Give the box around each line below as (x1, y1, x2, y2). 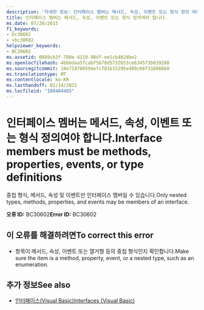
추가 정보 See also (6, 280, 71, 291)
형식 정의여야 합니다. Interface (18, 131, 163, 145)
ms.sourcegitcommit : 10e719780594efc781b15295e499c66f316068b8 (6, 65, 170, 72)
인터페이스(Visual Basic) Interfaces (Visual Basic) (15, 297, 135, 305)
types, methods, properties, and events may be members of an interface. (6, 198, 189, 205)
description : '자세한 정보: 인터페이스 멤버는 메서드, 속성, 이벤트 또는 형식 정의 (6, 9, 189, 15)
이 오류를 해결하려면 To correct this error (6, 230, 154, 241)
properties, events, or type (6, 157, 144, 171)
